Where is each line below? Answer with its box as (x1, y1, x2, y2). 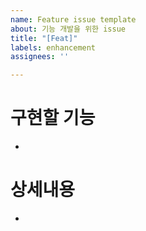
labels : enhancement (10, 42, 97, 53)
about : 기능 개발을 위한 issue (10, 24, 126, 34)
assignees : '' (10, 52, 70, 62)
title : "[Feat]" (10, 33, 78, 43)
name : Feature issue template (10, 14, 137, 25)
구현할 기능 (10, 107, 96, 130)
